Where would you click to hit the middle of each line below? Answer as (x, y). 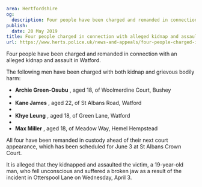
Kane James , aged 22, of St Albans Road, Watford (78, 103)
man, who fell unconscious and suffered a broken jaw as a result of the (94, 171)
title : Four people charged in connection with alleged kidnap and (93, 37)
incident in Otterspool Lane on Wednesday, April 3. (69, 177)
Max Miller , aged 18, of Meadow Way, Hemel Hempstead (86, 128)
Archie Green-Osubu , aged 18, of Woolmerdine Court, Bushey (93, 90)
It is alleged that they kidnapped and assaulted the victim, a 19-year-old (95, 165)
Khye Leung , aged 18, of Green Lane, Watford (72, 116)
